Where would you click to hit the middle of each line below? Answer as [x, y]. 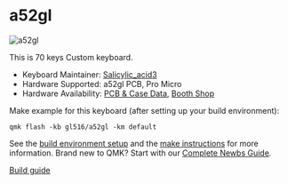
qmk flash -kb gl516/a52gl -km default [83, 127]
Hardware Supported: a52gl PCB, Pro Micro [102, 84]
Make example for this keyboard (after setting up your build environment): [144, 110]
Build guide [30, 170]
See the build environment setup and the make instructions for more [134, 143]
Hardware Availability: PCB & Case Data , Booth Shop [118, 93]
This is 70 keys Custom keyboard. [71, 57]
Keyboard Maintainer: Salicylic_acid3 [89, 74]
